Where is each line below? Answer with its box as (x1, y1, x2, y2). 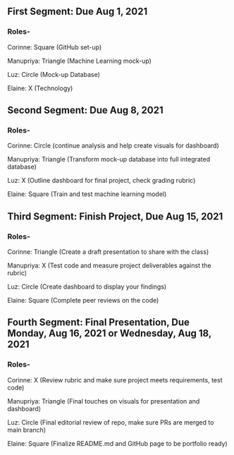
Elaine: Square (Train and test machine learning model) (7, 190, 167, 198)
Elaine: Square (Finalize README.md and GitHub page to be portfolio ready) (7, 439, 228, 447)
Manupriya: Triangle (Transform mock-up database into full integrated (7, 155, 211, 164)
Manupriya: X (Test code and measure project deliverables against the (7, 261, 211, 270)
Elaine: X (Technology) (7, 84, 73, 92)
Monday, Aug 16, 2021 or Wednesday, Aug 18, (7, 327, 211, 339)
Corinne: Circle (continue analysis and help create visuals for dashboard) (7, 141, 220, 150)
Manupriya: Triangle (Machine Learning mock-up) (7, 56, 152, 65)
